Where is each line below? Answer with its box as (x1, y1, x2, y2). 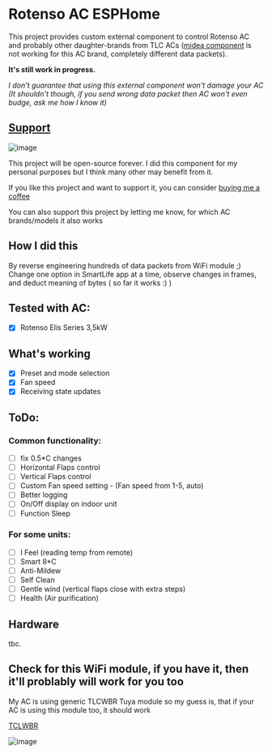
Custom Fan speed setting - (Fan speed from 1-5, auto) (19, 481, 204, 491)
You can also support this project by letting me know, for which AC (8, 207, 231, 216)
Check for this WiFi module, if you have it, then (8, 662, 249, 676)
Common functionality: (8, 435, 102, 446)
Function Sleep (19, 508, 70, 518)
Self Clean (19, 575, 55, 585)
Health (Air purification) (19, 593, 100, 603)
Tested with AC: (8, 301, 91, 315)
